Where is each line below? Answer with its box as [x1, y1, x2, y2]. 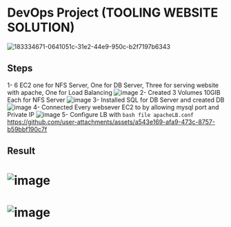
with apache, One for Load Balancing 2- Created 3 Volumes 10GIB [7, 88, 221, 96]
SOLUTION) [7, 19, 75, 35]
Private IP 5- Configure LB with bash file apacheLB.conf [7, 110, 194, 118]
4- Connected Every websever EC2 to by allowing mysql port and [33, 102, 219, 111]
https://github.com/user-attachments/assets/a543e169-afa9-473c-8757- [7, 118, 216, 126]
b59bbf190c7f [7, 125, 48, 133]
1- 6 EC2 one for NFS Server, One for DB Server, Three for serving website [7, 81, 219, 89]
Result [7, 145, 36, 157]
